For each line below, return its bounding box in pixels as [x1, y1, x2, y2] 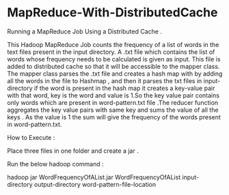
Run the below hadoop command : [7, 160, 104, 168]
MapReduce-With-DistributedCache [7, 5, 218, 20]
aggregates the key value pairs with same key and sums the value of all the [7, 106, 219, 114]
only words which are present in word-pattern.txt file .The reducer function [7, 98, 219, 106]
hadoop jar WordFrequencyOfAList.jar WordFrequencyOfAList [7, 172, 181, 181]
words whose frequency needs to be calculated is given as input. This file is [7, 55, 221, 63]
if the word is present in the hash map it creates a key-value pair [33, 84, 215, 92]
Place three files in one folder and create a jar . [7, 147, 139, 155]
